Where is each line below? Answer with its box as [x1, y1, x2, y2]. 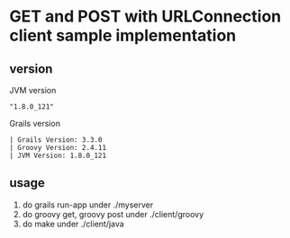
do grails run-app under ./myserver [22, 199, 154, 210]
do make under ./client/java [22, 218, 124, 229]
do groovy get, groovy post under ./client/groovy [22, 208, 204, 219]
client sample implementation [9, 25, 237, 46]
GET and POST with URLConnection [9, 6, 282, 27]
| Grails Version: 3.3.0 [9, 136, 103, 145]
